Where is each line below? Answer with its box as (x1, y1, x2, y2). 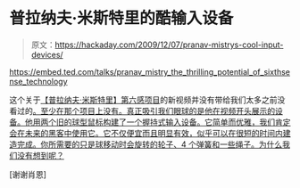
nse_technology (9, 76, 68, 86)
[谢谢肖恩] (9, 168, 47, 179)
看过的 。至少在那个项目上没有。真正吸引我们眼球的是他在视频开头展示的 (9, 105, 275, 116)
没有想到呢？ (16, 150, 64, 160)
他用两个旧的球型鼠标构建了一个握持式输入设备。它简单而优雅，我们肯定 (24, 117, 291, 127)
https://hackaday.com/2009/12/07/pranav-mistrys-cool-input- (54, 39, 284, 50)
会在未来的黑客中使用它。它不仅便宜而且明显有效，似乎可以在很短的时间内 (9, 127, 283, 138)
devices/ (30, 49, 64, 60)
